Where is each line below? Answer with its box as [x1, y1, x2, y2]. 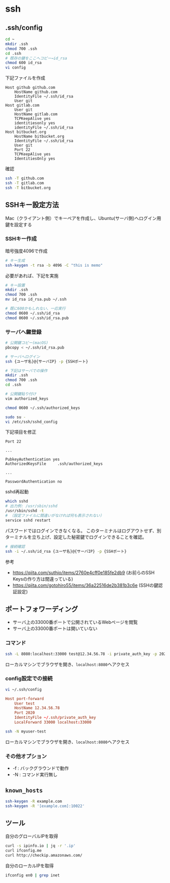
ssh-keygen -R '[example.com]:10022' [5, 803, 85, 808]
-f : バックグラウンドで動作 [12, 765, 69, 771]
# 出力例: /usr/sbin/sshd [5, 503, 58, 509]
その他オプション [5, 752, 47, 760]
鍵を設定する [5, 222, 32, 228]
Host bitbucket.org [5, 130, 47, 135]
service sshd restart [5, 518, 51, 523]
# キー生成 [5, 258, 25, 263]
